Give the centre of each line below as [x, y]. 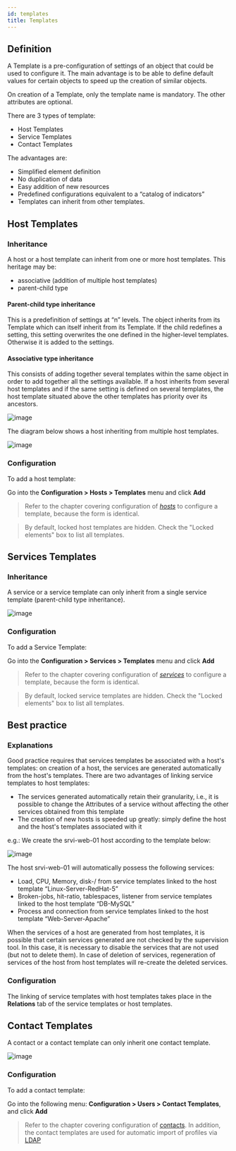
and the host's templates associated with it [80, 827]
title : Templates [33, 20]
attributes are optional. [40, 102]
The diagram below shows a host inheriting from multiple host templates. [113, 432]
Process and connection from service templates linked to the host [113, 911]
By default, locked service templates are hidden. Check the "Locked [123, 695]
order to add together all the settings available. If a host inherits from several [118, 382]
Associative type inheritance [50, 358]
